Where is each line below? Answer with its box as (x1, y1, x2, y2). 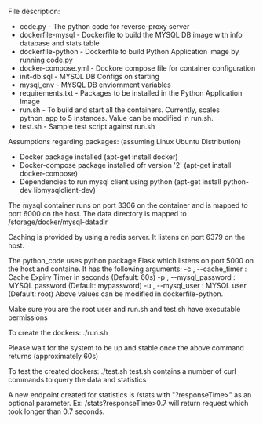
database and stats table (19, 38, 100, 48)
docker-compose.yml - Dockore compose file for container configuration (19, 63, 256, 73)
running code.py (19, 55, 73, 64)
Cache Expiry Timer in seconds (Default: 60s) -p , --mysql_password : (8, 273, 236, 281)
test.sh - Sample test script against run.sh (19, 121, 155, 131)
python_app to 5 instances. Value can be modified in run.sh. (19, 114, 214, 122)
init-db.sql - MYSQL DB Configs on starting (19, 72, 159, 81)
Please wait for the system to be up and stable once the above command (8, 343, 245, 352)
